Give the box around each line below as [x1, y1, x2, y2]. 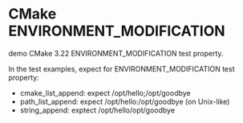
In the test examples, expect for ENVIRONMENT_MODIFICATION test [8, 64, 235, 73]
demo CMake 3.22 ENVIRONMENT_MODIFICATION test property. [8, 48, 224, 58]
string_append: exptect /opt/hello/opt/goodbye [19, 105, 175, 115]
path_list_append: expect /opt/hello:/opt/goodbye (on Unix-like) [19, 96, 230, 106]
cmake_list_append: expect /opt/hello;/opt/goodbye [19, 88, 191, 97]
